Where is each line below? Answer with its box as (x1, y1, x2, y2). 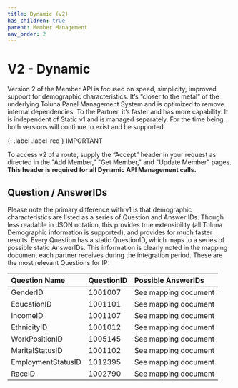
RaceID (11, 369, 36, 379)
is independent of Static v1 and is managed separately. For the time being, (7, 115, 226, 124)
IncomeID (11, 311, 44, 320)
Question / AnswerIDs (7, 186, 108, 199)
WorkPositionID (11, 334, 63, 344)
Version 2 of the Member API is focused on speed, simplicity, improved (7, 85, 217, 94)
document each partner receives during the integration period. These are (7, 251, 223, 259)
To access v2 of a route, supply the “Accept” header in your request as (7, 151, 217, 159)
